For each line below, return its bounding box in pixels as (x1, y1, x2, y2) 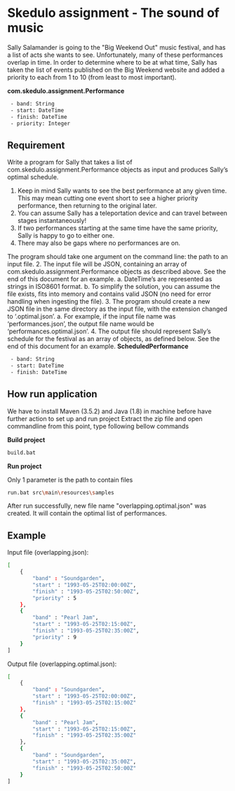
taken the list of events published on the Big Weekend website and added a (7, 65, 225, 74)
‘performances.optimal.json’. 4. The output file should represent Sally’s (7, 327, 212, 335)
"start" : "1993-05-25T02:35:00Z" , (32, 758, 137, 765)
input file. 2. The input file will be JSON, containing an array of (7, 260, 187, 269)
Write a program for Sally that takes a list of (7, 158, 133, 167)
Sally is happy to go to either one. (17, 231, 114, 240)
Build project (7, 435, 46, 444)
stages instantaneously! (17, 217, 86, 225)
